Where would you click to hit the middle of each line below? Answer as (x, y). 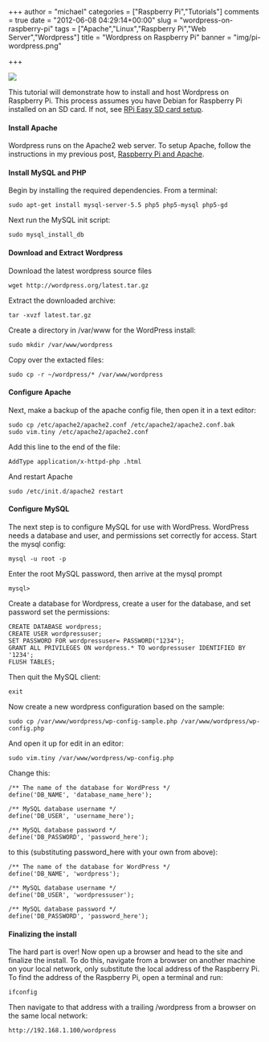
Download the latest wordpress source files (80, 271)
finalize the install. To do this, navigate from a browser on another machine (132, 961)
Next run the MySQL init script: (59, 220)
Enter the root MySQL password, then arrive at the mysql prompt (115, 574)
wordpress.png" (35, 46)
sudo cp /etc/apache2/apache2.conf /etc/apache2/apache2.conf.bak (122, 425)
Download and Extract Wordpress (65, 252)
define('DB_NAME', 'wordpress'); (64, 874)
